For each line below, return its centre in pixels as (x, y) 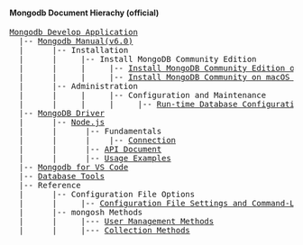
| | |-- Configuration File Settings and (133, 204)
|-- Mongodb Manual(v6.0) (76, 41)
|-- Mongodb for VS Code (73, 168)
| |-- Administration (78, 86)
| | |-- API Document (90, 150)
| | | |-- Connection (97, 141)
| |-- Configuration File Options (107, 195)
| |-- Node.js (62, 122)
